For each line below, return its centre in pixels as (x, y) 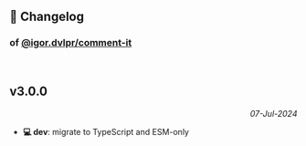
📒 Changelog (47, 17)
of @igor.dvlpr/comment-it (71, 43)
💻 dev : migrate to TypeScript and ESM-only (106, 131)
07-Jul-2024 (274, 113)
